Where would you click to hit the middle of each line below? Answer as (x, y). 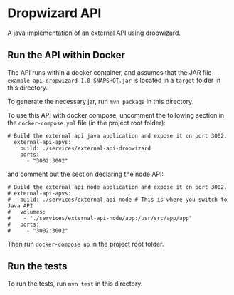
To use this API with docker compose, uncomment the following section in (116, 115)
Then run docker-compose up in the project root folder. (86, 244)
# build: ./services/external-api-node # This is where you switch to (117, 200)
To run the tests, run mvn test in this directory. (75, 284)
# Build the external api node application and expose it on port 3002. (117, 187)
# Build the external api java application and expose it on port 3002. (117, 136)
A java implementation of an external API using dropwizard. (94, 33)
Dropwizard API (54, 13)
